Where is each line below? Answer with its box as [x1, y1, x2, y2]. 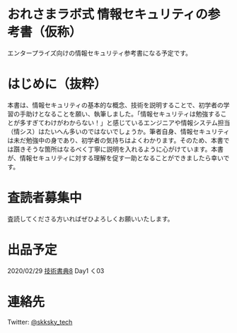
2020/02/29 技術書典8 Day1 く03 [7, 266, 105, 275]
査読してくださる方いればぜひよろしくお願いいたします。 [7, 214, 174, 223]
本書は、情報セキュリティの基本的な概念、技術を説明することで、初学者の [7, 100, 224, 109]
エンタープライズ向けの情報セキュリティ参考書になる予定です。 [7, 49, 192, 57]
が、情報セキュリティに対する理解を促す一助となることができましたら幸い [7, 153, 224, 162]
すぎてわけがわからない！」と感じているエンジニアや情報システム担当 [25, 118, 231, 127]
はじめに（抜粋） [7, 76, 108, 92]
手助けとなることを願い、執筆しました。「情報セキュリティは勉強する [19, 109, 221, 118]
